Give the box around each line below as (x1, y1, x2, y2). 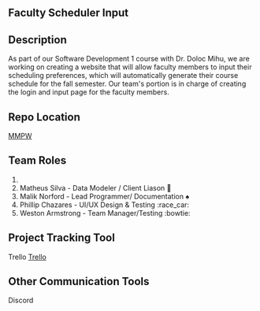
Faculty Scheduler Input (8, 6, 129, 20)
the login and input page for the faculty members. (8, 87, 169, 97)
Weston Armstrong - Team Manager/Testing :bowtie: (19, 208, 191, 217)
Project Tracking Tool (8, 231, 116, 245)
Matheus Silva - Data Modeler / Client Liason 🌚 (19, 183, 172, 192)
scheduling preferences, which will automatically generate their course (8, 71, 239, 80)
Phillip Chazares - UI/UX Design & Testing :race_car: (19, 200, 190, 209)
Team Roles (8, 154, 67, 168)
